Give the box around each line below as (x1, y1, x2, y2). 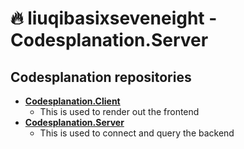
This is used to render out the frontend (39, 106, 200, 117)
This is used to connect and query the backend (39, 127, 235, 139)
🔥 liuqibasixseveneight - (10, 7, 218, 30)
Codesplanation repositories (10, 68, 192, 86)
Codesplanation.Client (24, 95, 121, 107)
